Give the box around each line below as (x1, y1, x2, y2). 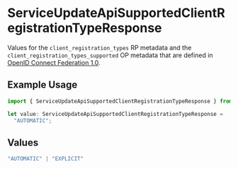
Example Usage (7, 79, 78, 91)
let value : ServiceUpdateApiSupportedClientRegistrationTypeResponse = (7, 110, 223, 117)
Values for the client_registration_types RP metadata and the (7, 43, 192, 52)
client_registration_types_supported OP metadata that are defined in (7, 51, 214, 59)
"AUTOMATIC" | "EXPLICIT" (7, 156, 84, 163)
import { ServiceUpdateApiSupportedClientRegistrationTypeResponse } (7, 98, 217, 105)
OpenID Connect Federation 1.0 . (7, 58, 101, 66)
